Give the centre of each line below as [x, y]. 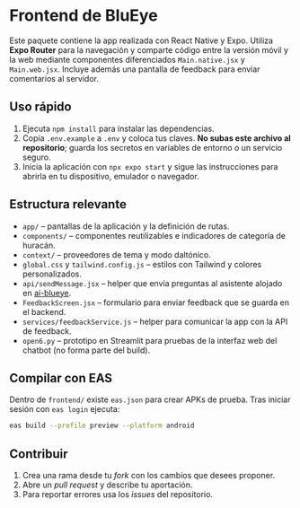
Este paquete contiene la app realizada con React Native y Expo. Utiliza [141, 40]
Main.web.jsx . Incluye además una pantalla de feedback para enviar [135, 69]
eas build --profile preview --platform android [102, 426]
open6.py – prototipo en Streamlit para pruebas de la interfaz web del [150, 340]
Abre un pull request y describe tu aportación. [107, 485]
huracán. [39, 245]
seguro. [36, 157]
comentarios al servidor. [54, 78]
